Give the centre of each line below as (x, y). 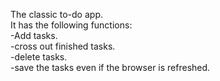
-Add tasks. (34, 35)
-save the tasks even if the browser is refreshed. (110, 67)
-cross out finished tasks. (63, 46)
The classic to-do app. (56, 14)
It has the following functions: (71, 25)
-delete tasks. (39, 57)
